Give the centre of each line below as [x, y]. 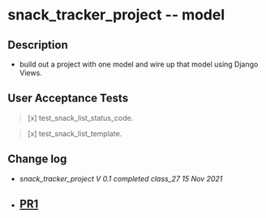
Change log [37, 159]
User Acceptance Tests [68, 98]
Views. [30, 73]
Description [38, 45]
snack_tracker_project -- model [116, 15]
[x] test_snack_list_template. [75, 133]
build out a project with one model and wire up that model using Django [139, 64]
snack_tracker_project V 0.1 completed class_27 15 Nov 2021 [121, 178]
